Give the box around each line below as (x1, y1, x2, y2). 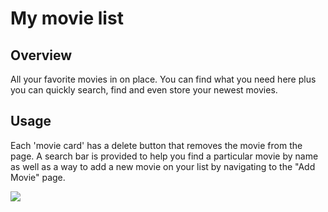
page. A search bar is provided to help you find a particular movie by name (10, 150, 319, 162)
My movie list (10, 7, 124, 30)
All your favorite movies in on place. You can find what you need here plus (10, 73, 317, 85)
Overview (10, 47, 73, 64)
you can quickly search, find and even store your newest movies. (10, 84, 278, 96)
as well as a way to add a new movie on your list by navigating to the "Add (10, 160, 316, 172)
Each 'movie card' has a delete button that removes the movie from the (10, 139, 303, 151)
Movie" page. (10, 171, 66, 183)
